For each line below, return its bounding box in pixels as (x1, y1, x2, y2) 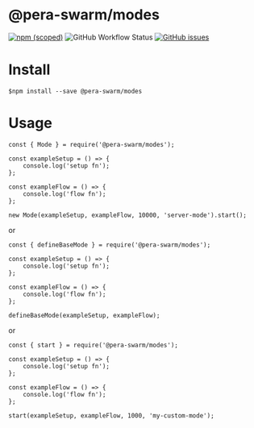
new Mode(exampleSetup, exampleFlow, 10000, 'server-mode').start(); (8, 211, 248, 219)
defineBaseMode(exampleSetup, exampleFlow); (8, 311, 160, 319)
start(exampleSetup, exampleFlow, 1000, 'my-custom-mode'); (8, 411, 215, 420)
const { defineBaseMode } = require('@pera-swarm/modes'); (8, 240, 211, 249)
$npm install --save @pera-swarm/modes (8, 87, 143, 95)
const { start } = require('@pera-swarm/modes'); (8, 341, 179, 349)
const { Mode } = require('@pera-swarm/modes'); (8, 140, 175, 148)
